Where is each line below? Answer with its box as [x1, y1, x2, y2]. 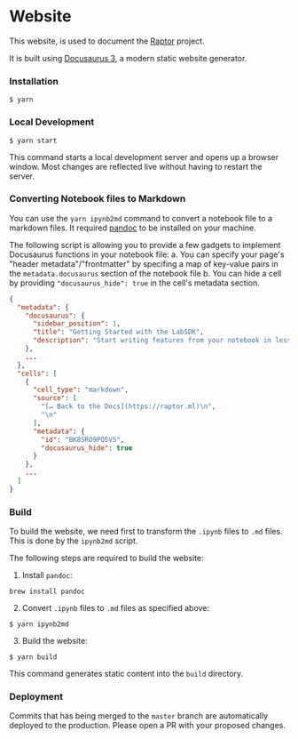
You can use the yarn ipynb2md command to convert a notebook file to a [9, 213, 273, 223]
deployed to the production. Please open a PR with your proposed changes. [9, 720, 286, 731]
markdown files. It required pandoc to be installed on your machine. [9, 222, 257, 233]
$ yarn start [9, 136, 58, 145]
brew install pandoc [9, 587, 86, 597]
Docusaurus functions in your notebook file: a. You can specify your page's [9, 249, 286, 260]
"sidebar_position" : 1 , [32, 319, 122, 328]
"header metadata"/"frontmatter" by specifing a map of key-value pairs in [9, 258, 278, 269]
